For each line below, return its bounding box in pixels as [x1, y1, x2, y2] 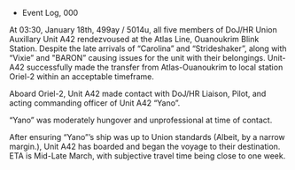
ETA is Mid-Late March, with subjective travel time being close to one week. [9, 151, 286, 161]
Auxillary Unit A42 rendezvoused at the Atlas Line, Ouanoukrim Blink [9, 34, 260, 44]
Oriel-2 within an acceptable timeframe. [9, 71, 155, 82]
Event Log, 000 [21, 8, 79, 18]
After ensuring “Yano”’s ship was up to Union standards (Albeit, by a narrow [9, 132, 285, 142]
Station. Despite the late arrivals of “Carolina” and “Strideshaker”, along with [9, 43, 287, 54]
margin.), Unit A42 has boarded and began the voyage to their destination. [9, 141, 281, 152]
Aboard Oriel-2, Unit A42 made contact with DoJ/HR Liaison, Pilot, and [9, 88, 267, 99]
